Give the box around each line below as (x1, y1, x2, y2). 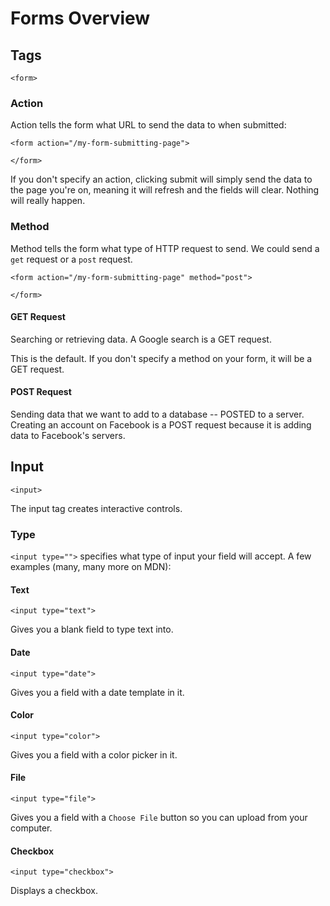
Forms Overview (10, 7, 151, 30)
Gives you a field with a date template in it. (10, 686, 185, 698)
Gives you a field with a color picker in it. (10, 748, 178, 761)
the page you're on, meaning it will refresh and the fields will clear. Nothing (10, 184, 320, 196)
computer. (10, 822, 53, 834)
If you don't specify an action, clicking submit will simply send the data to (10, 173, 313, 186)
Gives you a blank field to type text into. (10, 623, 174, 636)
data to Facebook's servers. (10, 430, 126, 441)
